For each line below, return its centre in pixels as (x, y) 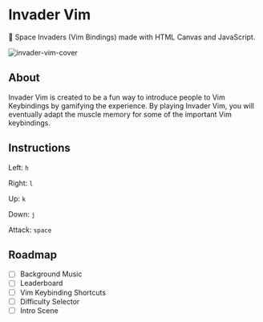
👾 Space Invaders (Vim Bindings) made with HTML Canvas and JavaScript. (132, 37)
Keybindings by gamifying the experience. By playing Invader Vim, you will (131, 105)
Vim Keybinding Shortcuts (63, 292)
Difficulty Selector (50, 301)
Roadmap (33, 255)
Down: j (22, 214)
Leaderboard (41, 283)
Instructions (39, 148)
